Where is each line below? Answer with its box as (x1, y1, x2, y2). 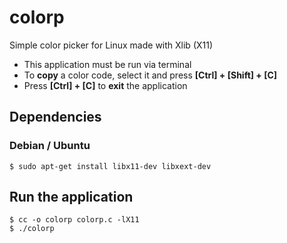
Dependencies (9, 109, 102, 126)
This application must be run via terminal (23, 58, 192, 70)
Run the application (9, 189, 134, 206)
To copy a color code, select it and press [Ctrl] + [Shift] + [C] (23, 69, 278, 81)
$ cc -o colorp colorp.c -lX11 (9, 215, 140, 225)
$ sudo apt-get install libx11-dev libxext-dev (9, 161, 212, 171)
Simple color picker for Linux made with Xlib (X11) (9, 39, 214, 51)
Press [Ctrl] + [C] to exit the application (23, 79, 188, 91)
